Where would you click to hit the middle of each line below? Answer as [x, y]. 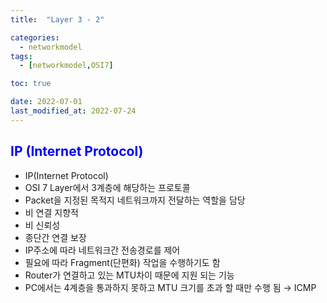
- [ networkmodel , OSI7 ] [66, 66]
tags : [21, 56]
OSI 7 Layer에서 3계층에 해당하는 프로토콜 [107, 187]
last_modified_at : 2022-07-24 [73, 111]
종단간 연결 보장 [55, 237]
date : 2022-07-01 [46, 102]
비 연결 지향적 [51, 212]
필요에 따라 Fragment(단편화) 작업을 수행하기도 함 [122, 262]
